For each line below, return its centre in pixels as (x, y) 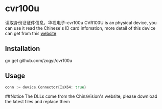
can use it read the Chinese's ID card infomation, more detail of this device (80, 28)
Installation (23, 49)
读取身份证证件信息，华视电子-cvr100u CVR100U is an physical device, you (81, 22)
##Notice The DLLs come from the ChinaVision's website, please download (81, 96)
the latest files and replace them (37, 102)
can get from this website (31, 33)
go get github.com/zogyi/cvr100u (39, 60)
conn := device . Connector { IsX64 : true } (46, 87)
